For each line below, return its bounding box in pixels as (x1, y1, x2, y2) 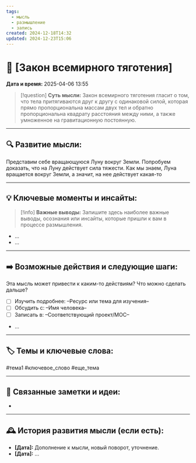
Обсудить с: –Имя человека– (14, 304, 87, 311)
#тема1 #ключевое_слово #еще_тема (6, 364, 100, 372)
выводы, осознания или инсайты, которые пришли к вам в (20, 215, 167, 222)
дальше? (6, 286, 28, 293)
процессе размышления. (20, 221, 83, 228)
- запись (11, 25, 33, 31)
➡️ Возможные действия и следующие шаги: (6, 262, 178, 272)
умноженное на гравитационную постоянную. (20, 116, 136, 124)
